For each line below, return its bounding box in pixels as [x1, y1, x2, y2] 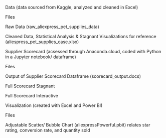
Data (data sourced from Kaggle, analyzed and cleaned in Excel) [5, 5, 138, 10]
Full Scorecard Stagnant [5, 83, 55, 89]
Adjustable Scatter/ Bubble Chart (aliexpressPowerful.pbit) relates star [5, 122, 150, 127]
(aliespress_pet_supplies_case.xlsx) [5, 39, 79, 45]
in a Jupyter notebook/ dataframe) [5, 54, 76, 60]
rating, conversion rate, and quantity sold [5, 127, 90, 133]
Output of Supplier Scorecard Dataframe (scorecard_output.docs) [5, 73, 141, 79]
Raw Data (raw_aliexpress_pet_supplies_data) [5, 24, 99, 30]
